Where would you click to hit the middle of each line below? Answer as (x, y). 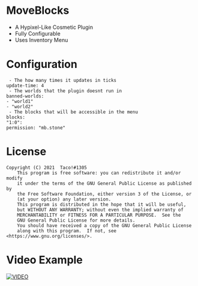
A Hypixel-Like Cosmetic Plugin (54, 27)
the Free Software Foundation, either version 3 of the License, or (104, 194)
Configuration (42, 64)
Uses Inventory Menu (41, 40)
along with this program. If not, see (67, 231)
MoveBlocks (38, 11)
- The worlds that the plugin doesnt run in (65, 91)
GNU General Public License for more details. (76, 220)
